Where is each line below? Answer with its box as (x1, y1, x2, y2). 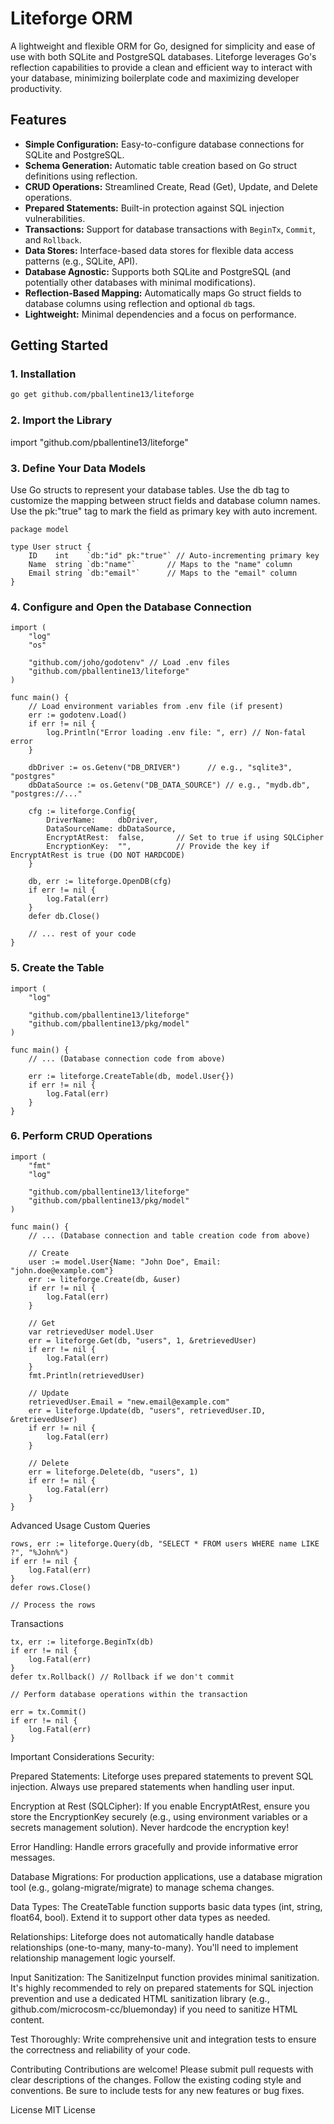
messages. (10, 1851, 56, 1863)
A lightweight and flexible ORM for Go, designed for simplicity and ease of (10, 40, 316, 52)
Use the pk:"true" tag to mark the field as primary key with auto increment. (10, 505, 318, 517)
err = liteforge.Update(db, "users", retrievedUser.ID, (28, 1405, 267, 1416)
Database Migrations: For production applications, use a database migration (10, 1870, 323, 1882)
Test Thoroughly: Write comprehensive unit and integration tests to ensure (10, 2033, 317, 2045)
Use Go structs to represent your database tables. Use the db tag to (10, 483, 290, 496)
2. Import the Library (10, 413, 113, 427)
